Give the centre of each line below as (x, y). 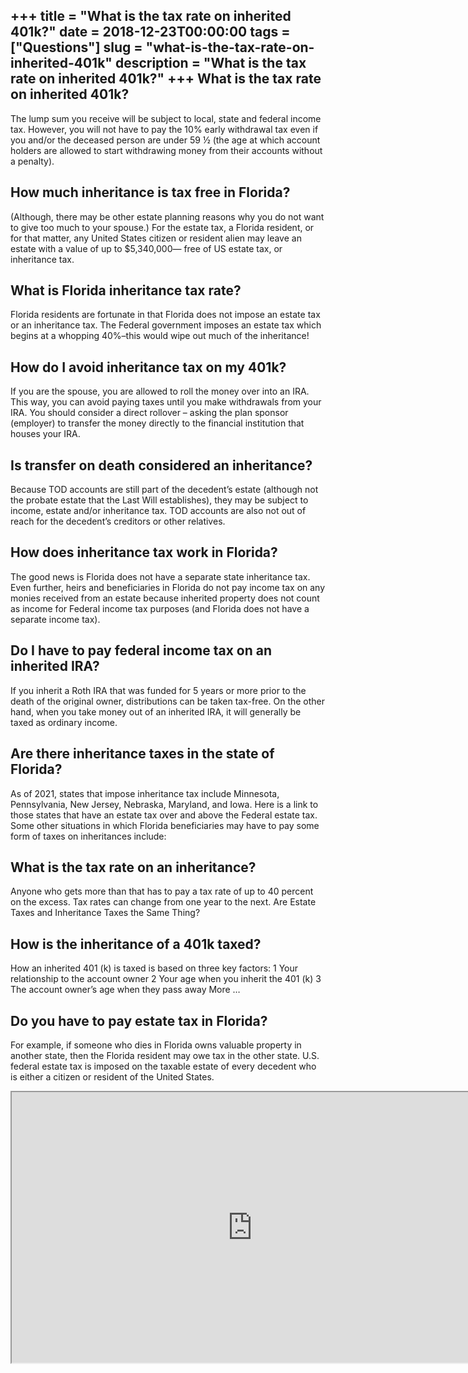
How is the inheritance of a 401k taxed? (136, 944)
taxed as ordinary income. (64, 722)
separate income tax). (55, 619)
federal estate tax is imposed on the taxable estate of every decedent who (163, 1066)
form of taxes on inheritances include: (88, 836)
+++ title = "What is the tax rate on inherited (151, 16)
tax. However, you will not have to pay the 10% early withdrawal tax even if (164, 129)
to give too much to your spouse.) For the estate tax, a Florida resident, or (162, 227)
